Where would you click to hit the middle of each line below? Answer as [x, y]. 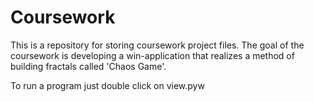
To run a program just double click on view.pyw [107, 85]
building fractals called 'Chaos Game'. [88, 66]
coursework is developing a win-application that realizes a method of [152, 55]
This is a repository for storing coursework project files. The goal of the [157, 45]
